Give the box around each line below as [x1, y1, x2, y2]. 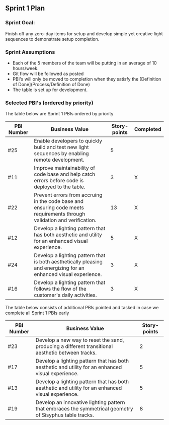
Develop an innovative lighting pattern [35, 399, 125, 406]
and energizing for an [34, 264, 84, 271]
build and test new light [34, 144, 89, 151]
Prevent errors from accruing [34, 191, 103, 198]
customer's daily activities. [34, 292, 97, 299]
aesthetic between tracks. [35, 349, 97, 357]
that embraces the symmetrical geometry [35, 405, 133, 412]
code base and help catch [34, 171, 96, 178]
